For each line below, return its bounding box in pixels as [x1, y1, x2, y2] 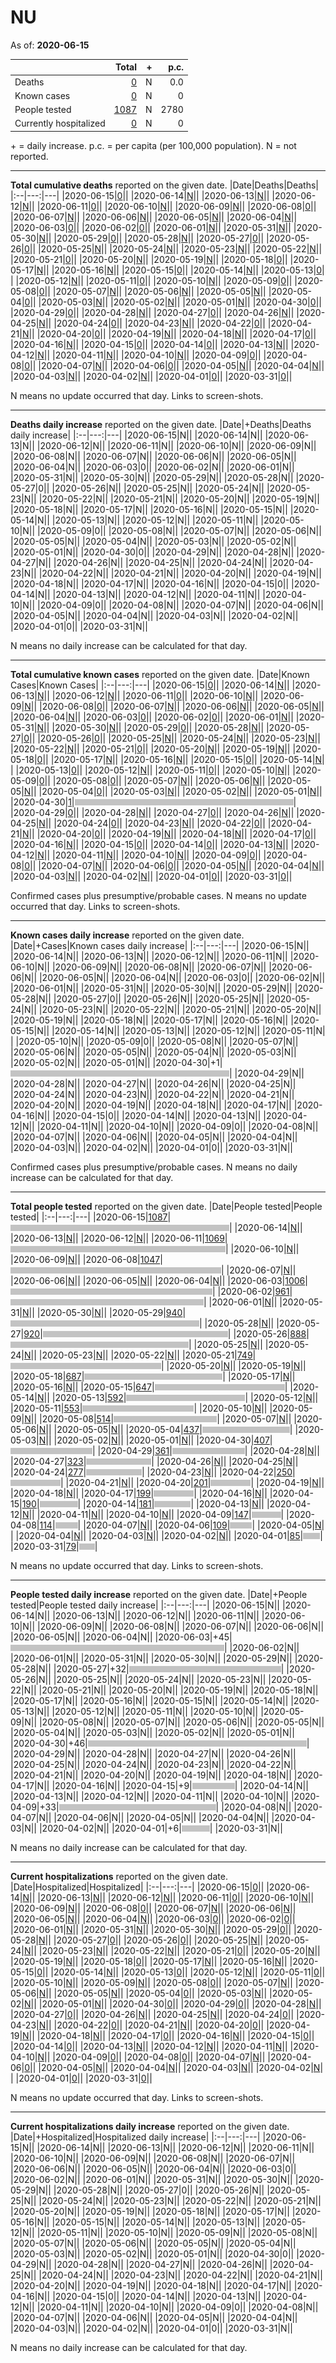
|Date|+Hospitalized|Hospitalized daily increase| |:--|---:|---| [10, 2131, 261, 2143]
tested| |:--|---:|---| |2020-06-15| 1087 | [10, 1211, 172, 1223]
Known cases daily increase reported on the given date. [10, 929, 245, 941]
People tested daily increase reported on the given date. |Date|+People [10, 1588, 308, 1600]
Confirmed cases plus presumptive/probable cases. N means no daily [10, 1161, 298, 1173]
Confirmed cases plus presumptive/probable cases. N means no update [10, 889, 307, 901]
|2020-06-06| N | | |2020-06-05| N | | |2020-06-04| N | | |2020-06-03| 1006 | [10, 1274, 308, 1286]
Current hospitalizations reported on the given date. [10, 1870, 228, 1882]
